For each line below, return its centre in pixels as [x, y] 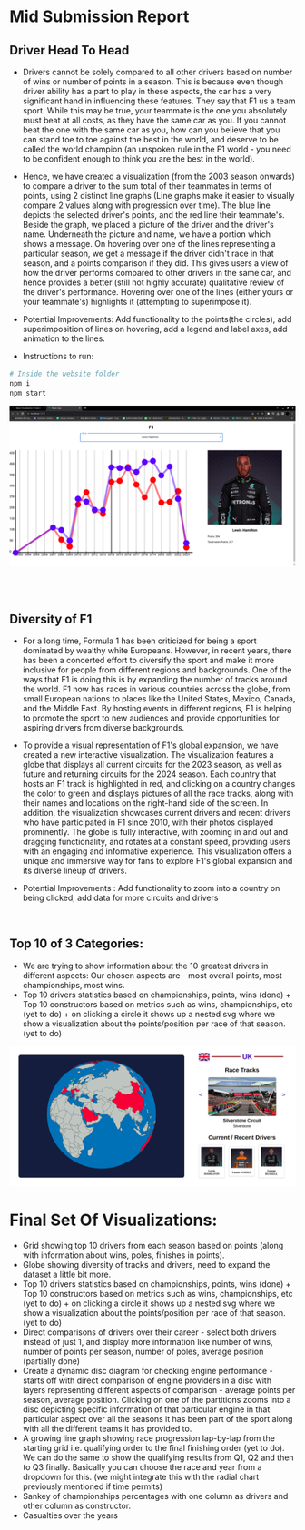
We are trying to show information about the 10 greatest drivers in [145, 966]
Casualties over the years [70, 1515]
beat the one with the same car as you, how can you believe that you [151, 130]
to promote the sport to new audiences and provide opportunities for [151, 718]
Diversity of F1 [51, 619]
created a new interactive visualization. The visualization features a [148, 754]
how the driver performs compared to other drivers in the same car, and [157, 273]
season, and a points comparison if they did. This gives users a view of [155, 263]
